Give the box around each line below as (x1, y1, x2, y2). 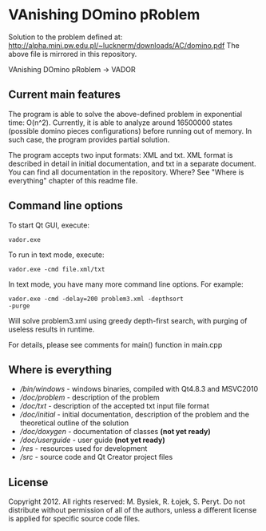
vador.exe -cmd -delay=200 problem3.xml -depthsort (8, 295, 184, 303)
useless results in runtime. (8, 324, 95, 334)
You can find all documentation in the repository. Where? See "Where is (8, 167, 244, 177)
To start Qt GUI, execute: (8, 220, 90, 230)
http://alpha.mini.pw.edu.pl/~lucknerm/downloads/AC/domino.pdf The (8, 40, 240, 50)
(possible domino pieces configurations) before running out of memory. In (8, 126, 252, 135)
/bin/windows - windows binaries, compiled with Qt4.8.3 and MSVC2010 (19, 384, 259, 394)
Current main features (8, 88, 121, 102)
